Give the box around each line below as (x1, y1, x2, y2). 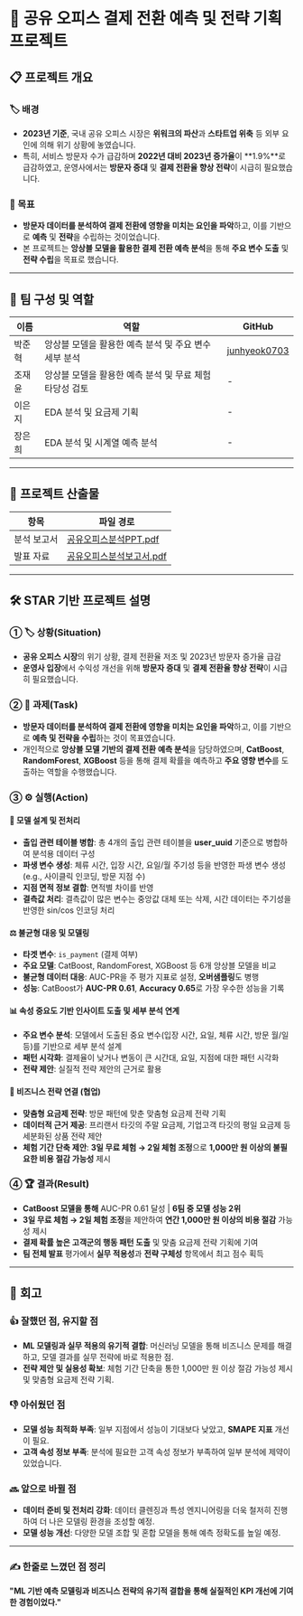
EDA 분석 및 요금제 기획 (44, 406, 139, 418)
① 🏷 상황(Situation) (9, 626, 102, 639)
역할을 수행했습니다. (46, 766, 117, 777)
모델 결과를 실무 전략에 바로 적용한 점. (41, 1351, 174, 1362)
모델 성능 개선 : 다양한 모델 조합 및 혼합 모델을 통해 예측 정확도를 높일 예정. (22, 1527, 281, 1538)
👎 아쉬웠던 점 (9, 1398, 66, 1411)
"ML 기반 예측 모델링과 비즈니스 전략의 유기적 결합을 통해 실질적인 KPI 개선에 (9, 1585, 278, 1596)
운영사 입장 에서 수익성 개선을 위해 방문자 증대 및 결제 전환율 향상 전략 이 (22, 662, 271, 673)
